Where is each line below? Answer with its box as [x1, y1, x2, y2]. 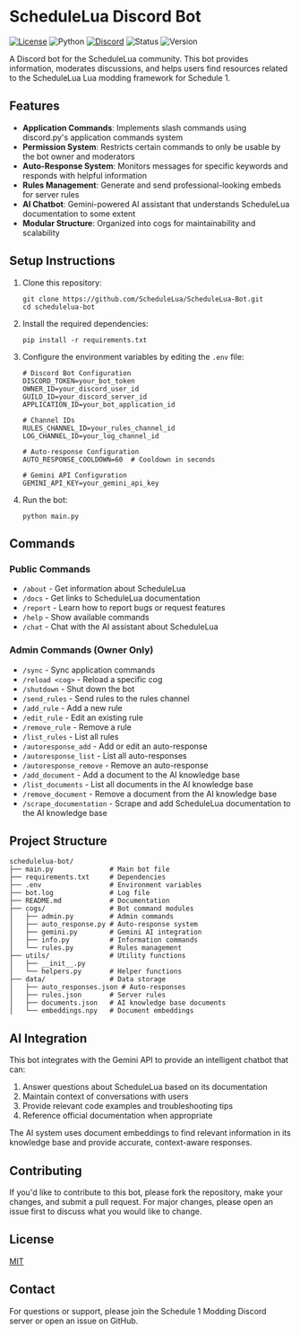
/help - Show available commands [21, 612, 150, 623]
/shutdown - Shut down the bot [21, 683, 135, 694]
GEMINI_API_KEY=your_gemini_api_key [21, 479, 159, 487]
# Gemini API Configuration [21, 470, 127, 479]
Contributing [9, 1163, 82, 1178]
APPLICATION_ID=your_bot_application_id [21, 400, 176, 409]
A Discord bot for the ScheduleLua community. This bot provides [9, 53, 249, 64]
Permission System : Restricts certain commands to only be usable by [21, 141, 281, 152]
